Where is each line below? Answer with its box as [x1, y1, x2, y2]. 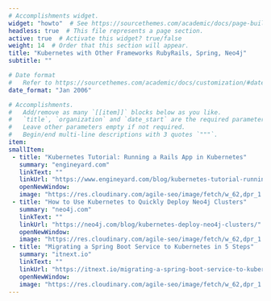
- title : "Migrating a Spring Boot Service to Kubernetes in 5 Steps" [11, 243, 254, 251]
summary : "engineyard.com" [19, 160, 110, 169]
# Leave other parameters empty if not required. [8, 123, 186, 131]
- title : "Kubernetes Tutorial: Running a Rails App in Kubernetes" [11, 153, 248, 161]
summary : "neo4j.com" [19, 205, 92, 213]
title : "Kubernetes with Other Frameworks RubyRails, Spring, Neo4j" [8, 49, 248, 57]
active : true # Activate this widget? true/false [8, 34, 182, 43]
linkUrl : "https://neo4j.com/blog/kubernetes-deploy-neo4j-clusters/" [19, 221, 262, 229]
